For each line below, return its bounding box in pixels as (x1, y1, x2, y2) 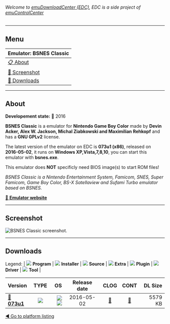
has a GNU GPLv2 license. (5, 133, 60, 139)
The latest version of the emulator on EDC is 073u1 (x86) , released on (5, 143, 151, 150)
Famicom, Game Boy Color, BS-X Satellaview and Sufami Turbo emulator (5, 179, 158, 185)
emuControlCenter (5, 9, 44, 15)
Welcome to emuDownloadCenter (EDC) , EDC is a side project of (5, 4, 141, 10)
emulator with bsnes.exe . (5, 154, 59, 160)
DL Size (143, 282, 162, 289)
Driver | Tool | (5, 267, 41, 273)
